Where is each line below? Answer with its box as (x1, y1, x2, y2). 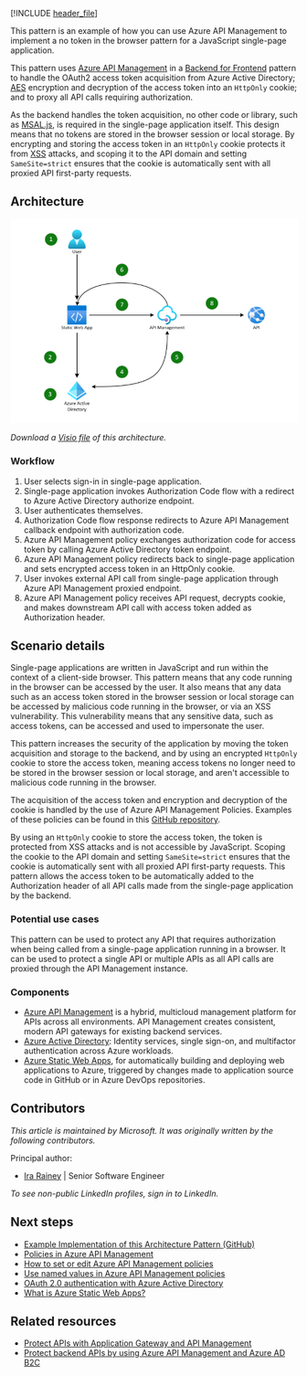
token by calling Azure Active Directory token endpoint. (23, 544, 232, 555)
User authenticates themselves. (23, 504, 143, 515)
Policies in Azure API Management (23, 1248, 154, 1259)
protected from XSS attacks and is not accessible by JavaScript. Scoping (10, 841, 286, 852)
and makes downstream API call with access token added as (23, 602, 252, 613)
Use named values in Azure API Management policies (23, 1267, 226, 1278)
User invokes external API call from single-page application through (23, 573, 280, 584)
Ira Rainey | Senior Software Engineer (23, 1170, 165, 1181)
